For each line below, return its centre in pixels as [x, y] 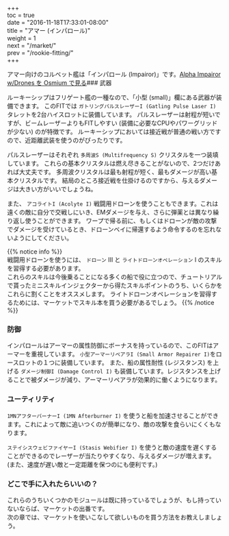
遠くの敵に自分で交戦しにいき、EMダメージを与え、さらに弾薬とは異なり [110, 212]
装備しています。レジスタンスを [164, 371]
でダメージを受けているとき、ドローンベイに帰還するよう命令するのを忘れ [111, 229]
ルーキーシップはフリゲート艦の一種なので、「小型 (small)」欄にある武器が [112, 97]
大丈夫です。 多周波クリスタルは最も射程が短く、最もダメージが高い [115, 172]
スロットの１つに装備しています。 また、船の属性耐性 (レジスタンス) [109, 363]
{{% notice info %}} [35, 252]
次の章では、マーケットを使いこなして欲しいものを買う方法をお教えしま [109, 517]
